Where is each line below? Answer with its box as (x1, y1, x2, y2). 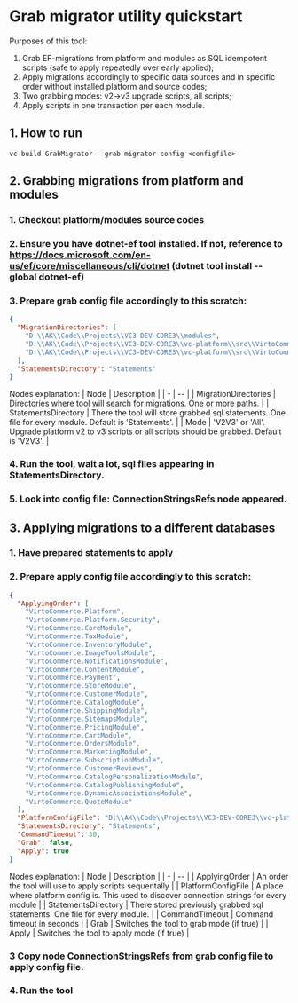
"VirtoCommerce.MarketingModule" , (25, 747, 153, 756)
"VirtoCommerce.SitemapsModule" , (25, 715, 149, 723)
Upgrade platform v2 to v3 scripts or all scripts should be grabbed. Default (9, 426, 282, 437)
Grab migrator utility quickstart (9, 6, 243, 27)
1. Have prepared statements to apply (9, 547, 174, 559)
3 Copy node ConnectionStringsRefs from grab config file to (9, 950, 274, 962)
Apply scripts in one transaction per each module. (21, 99, 205, 110)
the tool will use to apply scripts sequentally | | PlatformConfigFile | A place (9, 881, 284, 891)
